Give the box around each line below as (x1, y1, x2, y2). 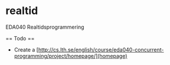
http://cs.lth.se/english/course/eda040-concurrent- (38, 46, 164, 53)
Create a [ (14, 46, 39, 53)
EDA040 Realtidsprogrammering (5, 23, 84, 30)
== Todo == (5, 35, 35, 42)
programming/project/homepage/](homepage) (14, 52, 127, 59)
